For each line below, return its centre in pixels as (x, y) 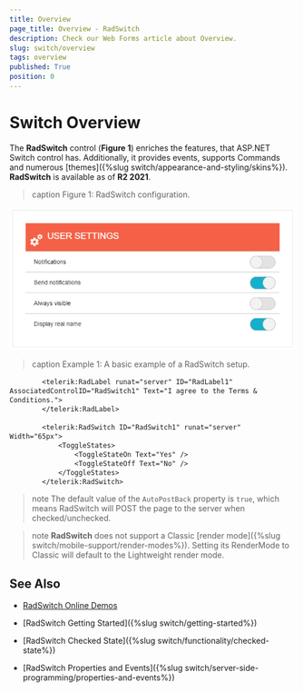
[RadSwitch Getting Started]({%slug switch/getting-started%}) (140, 623)
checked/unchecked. (71, 519)
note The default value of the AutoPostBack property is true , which (155, 499)
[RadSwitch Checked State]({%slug (89, 641)
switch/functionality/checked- (214, 641)
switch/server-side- (222, 668)
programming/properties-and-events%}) (98, 677)
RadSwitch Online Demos (70, 606)
